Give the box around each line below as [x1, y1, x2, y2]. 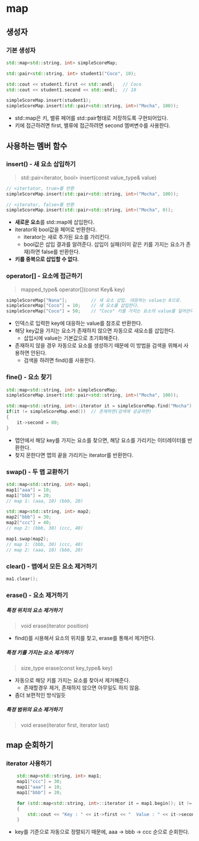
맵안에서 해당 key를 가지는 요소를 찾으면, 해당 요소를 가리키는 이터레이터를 [14, 436, 187, 443]
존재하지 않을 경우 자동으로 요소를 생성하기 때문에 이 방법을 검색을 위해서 [14, 342, 182, 349]
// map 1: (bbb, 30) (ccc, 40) [6, 541, 84, 547]
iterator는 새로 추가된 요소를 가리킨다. [23, 234, 111, 241]
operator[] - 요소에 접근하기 [6, 272, 83, 280]
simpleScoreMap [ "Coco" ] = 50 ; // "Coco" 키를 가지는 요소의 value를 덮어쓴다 [6, 308, 194, 314]
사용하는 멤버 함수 [6, 141, 68, 151]
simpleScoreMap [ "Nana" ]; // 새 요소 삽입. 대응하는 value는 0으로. [6, 297, 182, 303]
